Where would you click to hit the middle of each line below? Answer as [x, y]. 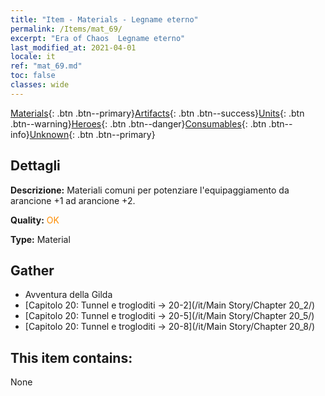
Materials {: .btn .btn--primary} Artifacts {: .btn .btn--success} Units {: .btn [157, 113]
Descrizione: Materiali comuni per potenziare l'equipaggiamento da [150, 190]
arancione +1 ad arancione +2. [73, 200]
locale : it [33, 57]
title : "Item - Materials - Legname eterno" [104, 19]
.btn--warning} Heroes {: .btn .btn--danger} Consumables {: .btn [138, 123]
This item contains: [71, 357]
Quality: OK [35, 220]
